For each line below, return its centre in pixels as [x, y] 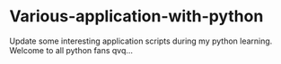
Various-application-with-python [136, 16]
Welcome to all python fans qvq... [71, 50]
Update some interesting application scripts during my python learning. [141, 41]
